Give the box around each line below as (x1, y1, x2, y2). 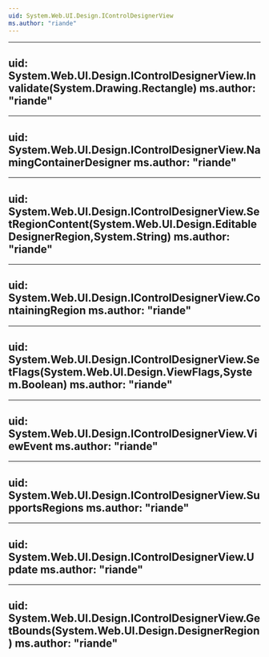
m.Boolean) (8, 378, 68, 391)
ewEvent (8, 439, 54, 453)
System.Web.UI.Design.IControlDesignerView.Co (8, 291, 261, 305)
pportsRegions (8, 501, 84, 514)
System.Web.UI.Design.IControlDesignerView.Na (8, 143, 261, 156)
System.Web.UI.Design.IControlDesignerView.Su (8, 489, 260, 502)
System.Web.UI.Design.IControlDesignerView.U (8, 550, 255, 564)
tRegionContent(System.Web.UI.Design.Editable (8, 217, 258, 231)
